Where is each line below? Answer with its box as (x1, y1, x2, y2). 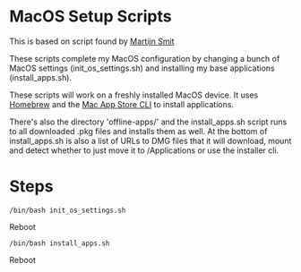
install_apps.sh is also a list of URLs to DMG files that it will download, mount (9, 135, 292, 146)
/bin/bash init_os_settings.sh (9, 206, 126, 215)
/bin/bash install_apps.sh (9, 239, 110, 248)
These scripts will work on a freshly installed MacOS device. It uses (9, 89, 259, 100)
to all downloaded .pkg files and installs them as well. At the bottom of (9, 125, 268, 136)
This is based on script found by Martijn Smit (9, 36, 175, 47)
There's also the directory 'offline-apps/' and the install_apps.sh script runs (9, 116, 288, 127)
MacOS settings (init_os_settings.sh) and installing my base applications (9, 63, 275, 73)
